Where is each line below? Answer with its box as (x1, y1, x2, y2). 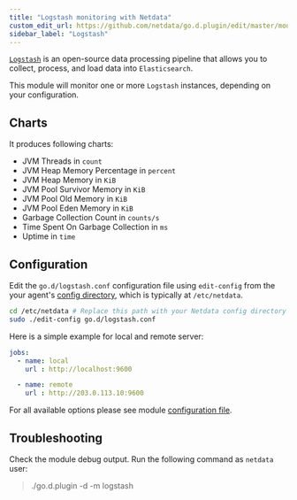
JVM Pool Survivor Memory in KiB (21, 184, 146, 195)
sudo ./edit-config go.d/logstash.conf (9, 315, 156, 324)
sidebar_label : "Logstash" (9, 29, 109, 38)
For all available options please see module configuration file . (9, 404, 232, 416)
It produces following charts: (9, 139, 114, 150)
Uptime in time (21, 231, 76, 242)
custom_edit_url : (9, 21, 73, 30)
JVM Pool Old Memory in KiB (21, 194, 128, 204)
